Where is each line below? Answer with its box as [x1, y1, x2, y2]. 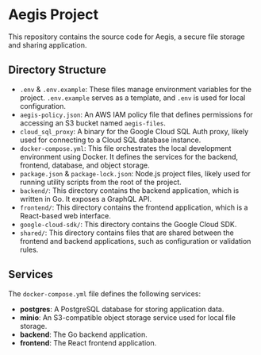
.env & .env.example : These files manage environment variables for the [19, 84, 252, 94]
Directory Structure [8, 64, 107, 77]
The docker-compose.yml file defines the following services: [8, 288, 201, 299]
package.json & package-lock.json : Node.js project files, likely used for [19, 168, 251, 178]
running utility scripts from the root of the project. [19, 177, 182, 187]
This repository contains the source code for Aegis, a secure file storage [8, 32, 245, 41]
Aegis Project [8, 6, 99, 24]
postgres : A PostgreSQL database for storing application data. [19, 304, 225, 314]
